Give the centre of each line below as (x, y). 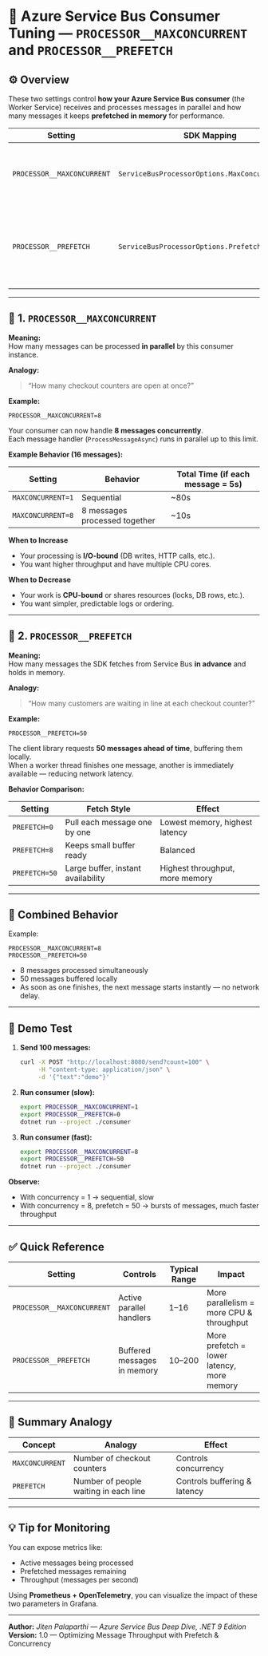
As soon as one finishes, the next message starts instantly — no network (140, 987)
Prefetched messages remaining (73, 1571)
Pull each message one (109, 822)
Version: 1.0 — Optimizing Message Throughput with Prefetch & (114, 1634)
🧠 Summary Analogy (61, 1423)
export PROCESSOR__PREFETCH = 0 (70, 1114)
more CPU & (230, 1312)
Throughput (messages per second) (79, 1579)
